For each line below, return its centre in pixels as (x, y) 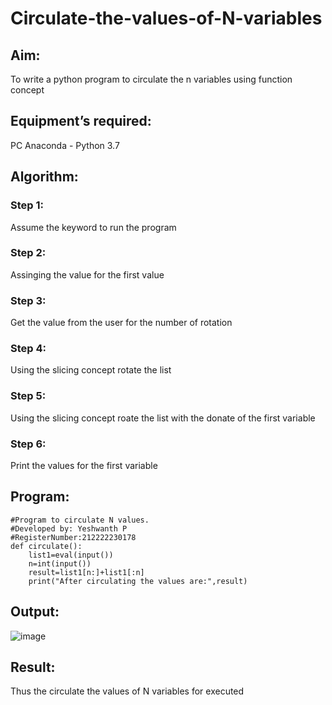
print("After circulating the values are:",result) (138, 581)
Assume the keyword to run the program (93, 227)
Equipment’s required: (81, 121)
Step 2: (28, 253)
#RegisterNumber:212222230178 (73, 537)
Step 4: (28, 349)
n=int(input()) (60, 563)
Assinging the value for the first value (87, 274)
